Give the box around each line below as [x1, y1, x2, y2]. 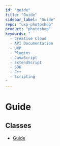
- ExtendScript [10, 60, 42, 65]
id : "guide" [5, 7, 31, 13]
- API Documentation [10, 41, 53, 46]
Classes [5, 121, 32, 130]
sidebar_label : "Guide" [5, 17, 56, 22]
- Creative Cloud [10, 36, 47, 41]
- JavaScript [10, 55, 38, 60]
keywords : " [5, 31, 31, 36]
